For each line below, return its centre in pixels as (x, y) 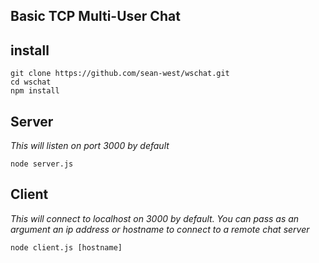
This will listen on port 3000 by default (90, 146)
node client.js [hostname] (66, 247)
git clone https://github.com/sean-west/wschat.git (120, 74)
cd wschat (31, 82)
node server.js (42, 164)
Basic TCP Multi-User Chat (95, 16)
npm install (35, 91)
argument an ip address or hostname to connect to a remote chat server (160, 229)
